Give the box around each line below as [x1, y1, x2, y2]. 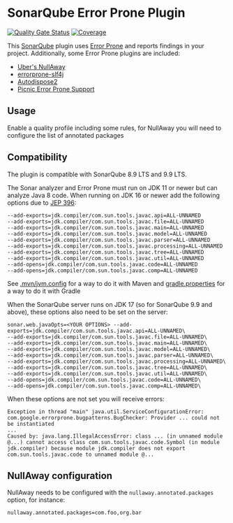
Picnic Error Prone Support [17, 85, 95, 93]
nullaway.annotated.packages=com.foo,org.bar [7, 509, 142, 517]
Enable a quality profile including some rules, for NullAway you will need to [7, 124, 222, 132]
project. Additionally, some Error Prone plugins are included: [7, 49, 180, 57]
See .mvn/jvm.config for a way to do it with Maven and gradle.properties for [7, 279, 225, 287]
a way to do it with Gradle [7, 287, 81, 295]
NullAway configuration [7, 470, 113, 482]
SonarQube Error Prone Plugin [7, 5, 186, 21]
